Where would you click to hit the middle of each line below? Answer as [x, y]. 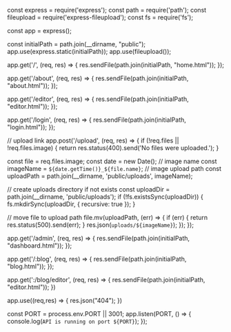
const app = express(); [40, 31]
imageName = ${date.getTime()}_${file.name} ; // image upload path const [114, 168]
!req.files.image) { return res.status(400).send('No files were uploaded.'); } [113, 148]
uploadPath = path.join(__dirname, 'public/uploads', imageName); [100, 176]
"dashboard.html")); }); [40, 246]
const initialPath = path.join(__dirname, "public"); [77, 44]
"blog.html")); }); [31, 266]
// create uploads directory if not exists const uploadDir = [89, 189]
